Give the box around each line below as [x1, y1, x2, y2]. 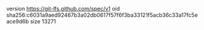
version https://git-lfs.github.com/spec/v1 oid [6, 5, 120, 12]
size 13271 [30, 18, 56, 25]
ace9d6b [6, 18, 29, 25]
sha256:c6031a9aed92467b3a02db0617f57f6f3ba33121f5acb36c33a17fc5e [6, 11, 199, 19]
